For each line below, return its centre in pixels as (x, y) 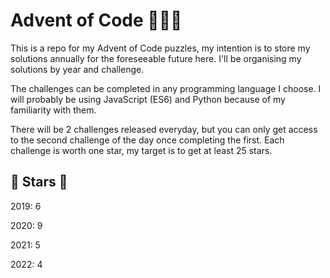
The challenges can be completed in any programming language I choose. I (166, 88)
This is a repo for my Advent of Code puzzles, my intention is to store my (160, 48)
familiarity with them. (53, 110)
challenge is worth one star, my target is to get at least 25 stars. (141, 150)
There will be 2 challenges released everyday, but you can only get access (164, 129)
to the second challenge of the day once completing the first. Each (147, 140)
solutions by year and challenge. (77, 69)
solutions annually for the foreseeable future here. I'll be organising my (156, 58)
